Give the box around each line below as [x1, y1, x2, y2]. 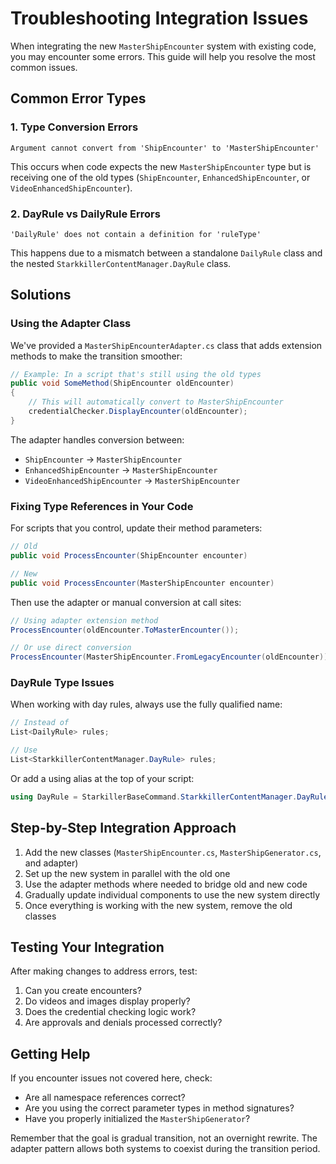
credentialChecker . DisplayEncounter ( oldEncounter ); [28, 407, 248, 417]
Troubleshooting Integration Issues [10, 7, 309, 30]
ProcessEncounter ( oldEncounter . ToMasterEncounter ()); [10, 625, 240, 635]
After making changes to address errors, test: [10, 965, 198, 977]
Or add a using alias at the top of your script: [10, 772, 195, 784]
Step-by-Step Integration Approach [10, 820, 237, 837]
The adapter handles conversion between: [10, 433, 185, 446]
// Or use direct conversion [10, 643, 132, 653]
